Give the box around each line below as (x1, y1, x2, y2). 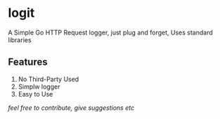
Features (8, 56, 48, 68)
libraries (8, 35, 32, 44)
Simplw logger (18, 82, 60, 91)
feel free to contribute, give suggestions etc (8, 104, 135, 112)
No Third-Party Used (18, 75, 79, 83)
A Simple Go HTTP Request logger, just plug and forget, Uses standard (8, 28, 213, 37)
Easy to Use (18, 89, 53, 98)
